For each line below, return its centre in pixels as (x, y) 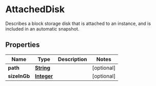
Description (73, 59)
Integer (44, 76)
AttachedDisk (35, 9)
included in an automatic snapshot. (42, 28)
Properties (23, 45)
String (43, 68)
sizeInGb (19, 76)
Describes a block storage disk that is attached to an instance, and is (78, 23)
